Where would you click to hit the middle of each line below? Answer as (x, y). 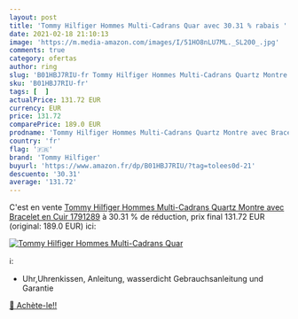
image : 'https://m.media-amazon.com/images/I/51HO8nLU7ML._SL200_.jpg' (144, 42)
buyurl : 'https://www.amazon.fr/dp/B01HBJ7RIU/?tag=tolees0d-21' (132, 166)
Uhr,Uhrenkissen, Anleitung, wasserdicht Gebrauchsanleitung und (143, 279)
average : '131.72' (43, 183)
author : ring (33, 67)
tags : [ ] (29, 91)
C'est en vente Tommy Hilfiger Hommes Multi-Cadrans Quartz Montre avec (147, 207)
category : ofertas (43, 58)
